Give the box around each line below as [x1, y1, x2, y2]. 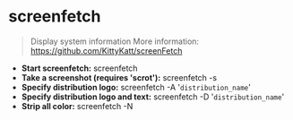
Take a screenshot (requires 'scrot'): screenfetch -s [21, 72, 217, 82]
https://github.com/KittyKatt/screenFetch [30, 45, 183, 56]
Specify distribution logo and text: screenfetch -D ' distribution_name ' [21, 91, 285, 102]
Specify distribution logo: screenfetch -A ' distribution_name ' [21, 81, 252, 92]
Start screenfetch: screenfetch [21, 63, 138, 73]
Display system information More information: [30, 36, 199, 47]
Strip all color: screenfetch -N [21, 100, 134, 111]
